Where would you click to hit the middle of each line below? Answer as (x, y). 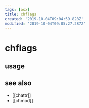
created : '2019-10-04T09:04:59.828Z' (44, 19)
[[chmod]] (23, 100)
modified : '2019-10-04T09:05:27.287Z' (45, 24)
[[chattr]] (22, 95)
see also (18, 83)
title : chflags (21, 14)
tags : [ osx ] (17, 10)
